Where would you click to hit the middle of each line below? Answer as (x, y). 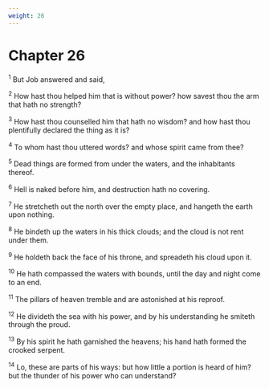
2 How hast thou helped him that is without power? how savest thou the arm (134, 95)
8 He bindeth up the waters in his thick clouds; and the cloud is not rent (126, 231)
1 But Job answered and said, (57, 79)
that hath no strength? (45, 104)
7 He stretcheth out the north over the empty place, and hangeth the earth (130, 206)
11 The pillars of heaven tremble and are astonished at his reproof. (116, 298)
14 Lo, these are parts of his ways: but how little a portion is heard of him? (130, 366)
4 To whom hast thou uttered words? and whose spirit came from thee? (126, 146)
